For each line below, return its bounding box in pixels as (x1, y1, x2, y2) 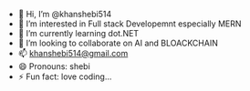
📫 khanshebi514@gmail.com (17, 48, 129, 58)
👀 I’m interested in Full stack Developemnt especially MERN (17, 18, 242, 29)
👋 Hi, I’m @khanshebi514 (17, 9, 112, 19)
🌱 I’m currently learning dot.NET (17, 28, 140, 38)
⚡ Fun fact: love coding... (17, 71, 112, 82)
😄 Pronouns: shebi (17, 61, 91, 72)
